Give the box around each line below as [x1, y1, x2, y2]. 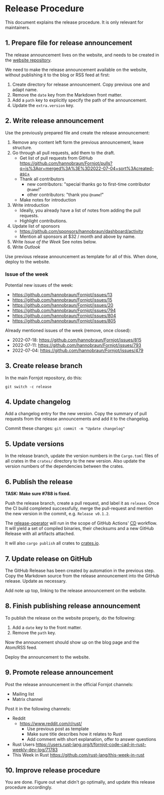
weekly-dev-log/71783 [12, 747, 58, 753]
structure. [12, 144, 33, 150]
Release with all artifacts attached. [5, 530, 75, 537]
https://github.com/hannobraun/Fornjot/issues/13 [12, 292, 112, 298]
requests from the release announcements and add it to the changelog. [5, 416, 150, 422]
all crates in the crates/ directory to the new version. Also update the [5, 458, 145, 464]
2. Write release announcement [5, 117, 104, 125]
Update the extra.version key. [12, 102, 75, 108]
